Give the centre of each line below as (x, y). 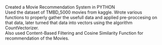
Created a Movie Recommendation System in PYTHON (60, 7)
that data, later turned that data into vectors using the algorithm (69, 22)
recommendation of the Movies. (37, 38)
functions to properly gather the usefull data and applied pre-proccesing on (81, 17)
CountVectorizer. (22, 28)
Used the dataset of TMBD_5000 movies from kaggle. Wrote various (74, 12)
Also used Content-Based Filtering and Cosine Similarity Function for (74, 33)
